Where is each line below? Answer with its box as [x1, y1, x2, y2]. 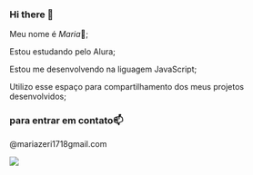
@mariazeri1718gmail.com [9, 138, 107, 149]
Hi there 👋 [9, 8, 55, 21]
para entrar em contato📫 [9, 114, 124, 127]
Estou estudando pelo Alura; [9, 46, 116, 57]
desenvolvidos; [9, 91, 66, 102]
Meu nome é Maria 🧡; [9, 29, 89, 40]
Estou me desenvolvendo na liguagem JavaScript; [9, 63, 197, 75]
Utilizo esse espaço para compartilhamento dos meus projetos [9, 82, 244, 92]
